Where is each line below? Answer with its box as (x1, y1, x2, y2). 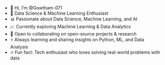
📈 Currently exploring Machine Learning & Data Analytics (10, 23, 131, 29)
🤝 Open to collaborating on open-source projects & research (10, 31, 137, 37)
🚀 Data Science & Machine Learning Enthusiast (10, 10, 109, 16)
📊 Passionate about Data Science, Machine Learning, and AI (10, 16, 138, 22)
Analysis (10, 44, 28, 50)
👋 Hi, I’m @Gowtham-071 (10, 5, 62, 11)
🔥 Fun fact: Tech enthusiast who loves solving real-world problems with (10, 49, 160, 55)
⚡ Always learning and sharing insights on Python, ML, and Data (10, 37, 145, 43)
